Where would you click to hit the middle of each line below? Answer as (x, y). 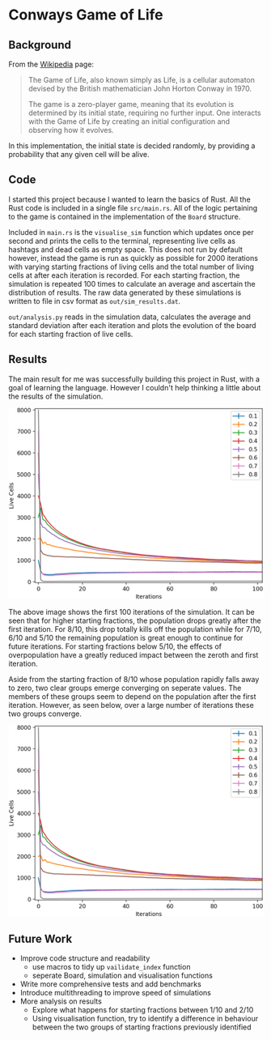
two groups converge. (45, 714)
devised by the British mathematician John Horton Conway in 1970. (140, 88)
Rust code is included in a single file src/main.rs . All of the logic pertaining (133, 207)
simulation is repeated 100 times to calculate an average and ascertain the (132, 283)
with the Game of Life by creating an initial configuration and (129, 121)
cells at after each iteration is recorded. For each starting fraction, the (124, 275)
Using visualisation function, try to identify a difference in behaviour (145, 1019)
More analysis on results (61, 1001)
